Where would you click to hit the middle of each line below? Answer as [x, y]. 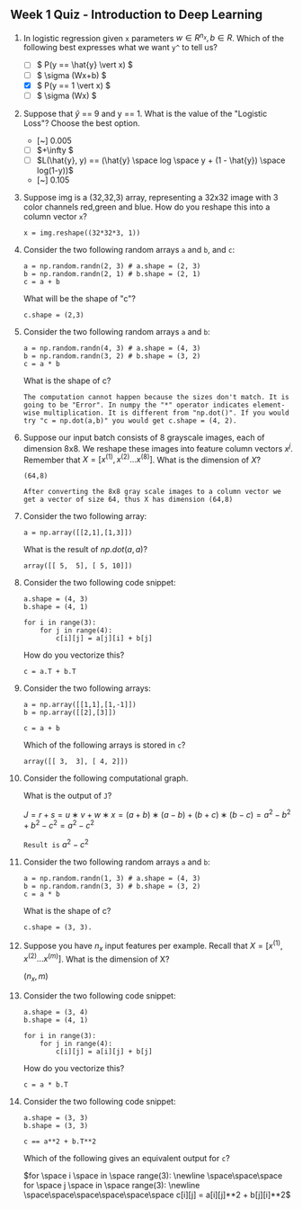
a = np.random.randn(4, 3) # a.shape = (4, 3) [112, 348]
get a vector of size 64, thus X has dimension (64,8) [128, 500]
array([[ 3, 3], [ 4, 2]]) [75, 762]
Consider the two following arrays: [87, 688]
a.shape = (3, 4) [56, 1012]
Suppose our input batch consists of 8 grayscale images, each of [144, 437]
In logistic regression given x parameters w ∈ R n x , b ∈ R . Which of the [153, 37]
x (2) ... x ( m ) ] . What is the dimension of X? [96, 958]
